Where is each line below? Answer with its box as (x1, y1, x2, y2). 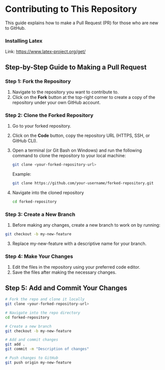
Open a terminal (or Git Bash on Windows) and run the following (12, 147, 142, 154)
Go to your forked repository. (12, 123, 71, 129)
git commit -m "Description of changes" (5, 347, 90, 352)
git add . (5, 342, 26, 347)
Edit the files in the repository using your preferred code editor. (12, 264, 140, 270)
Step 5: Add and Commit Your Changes (5, 284, 128, 292)
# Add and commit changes (5, 337, 58, 342)
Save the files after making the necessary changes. (12, 269, 117, 275)
